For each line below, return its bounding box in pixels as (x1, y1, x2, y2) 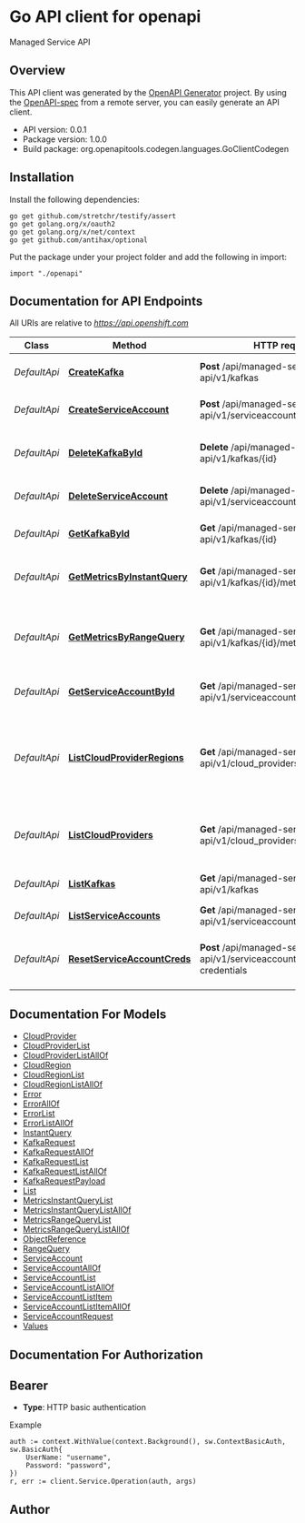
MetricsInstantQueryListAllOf (22, 1205, 132, 1215)
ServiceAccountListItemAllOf (22, 1301, 131, 1312)
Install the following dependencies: (9, 194, 141, 205)
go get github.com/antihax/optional (9, 235, 148, 245)
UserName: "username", (25, 1453, 112, 1462)
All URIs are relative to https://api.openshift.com (9, 318, 189, 328)
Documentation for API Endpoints (9, 293, 203, 308)
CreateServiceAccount (67, 403, 170, 416)
